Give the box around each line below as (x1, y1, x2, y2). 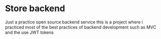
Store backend (5, 3, 65, 14)
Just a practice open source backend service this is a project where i (5, 19, 143, 25)
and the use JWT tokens (5, 29, 54, 35)
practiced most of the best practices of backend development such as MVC (5, 24, 157, 30)
